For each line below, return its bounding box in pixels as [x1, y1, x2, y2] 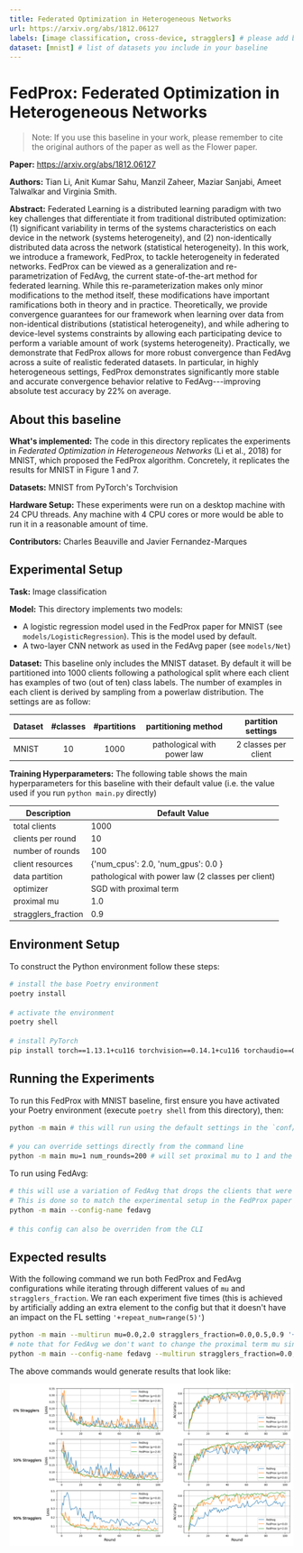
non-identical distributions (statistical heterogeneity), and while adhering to [9, 318, 289, 329]
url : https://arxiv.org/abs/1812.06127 [9, 23, 160, 33]
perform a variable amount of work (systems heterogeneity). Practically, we [9, 338, 290, 349]
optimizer [13, 884, 49, 895]
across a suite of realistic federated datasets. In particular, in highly [9, 357, 259, 368]
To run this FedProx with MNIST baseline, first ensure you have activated [9, 1095, 280, 1106]
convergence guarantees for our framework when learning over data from [9, 309, 284, 320]
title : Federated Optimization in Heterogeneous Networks [9, 14, 232, 23]
